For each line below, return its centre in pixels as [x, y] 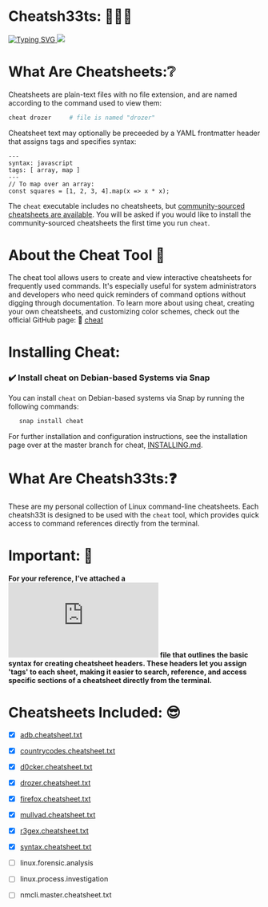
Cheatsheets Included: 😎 [95, 712]
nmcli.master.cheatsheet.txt [66, 895]
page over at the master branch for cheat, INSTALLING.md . [106, 445]
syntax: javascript [41, 163]
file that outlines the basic [204, 654]
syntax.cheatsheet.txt [56, 847]
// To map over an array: [51, 184]
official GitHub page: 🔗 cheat [56, 320]
